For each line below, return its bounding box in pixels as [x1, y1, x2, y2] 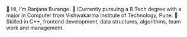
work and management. [6, 24, 64, 31]
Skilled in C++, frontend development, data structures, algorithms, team [6, 18, 182, 25]
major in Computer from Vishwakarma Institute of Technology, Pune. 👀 [6, 12, 178, 19]
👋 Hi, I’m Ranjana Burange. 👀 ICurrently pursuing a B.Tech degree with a [6, 6, 182, 12]
